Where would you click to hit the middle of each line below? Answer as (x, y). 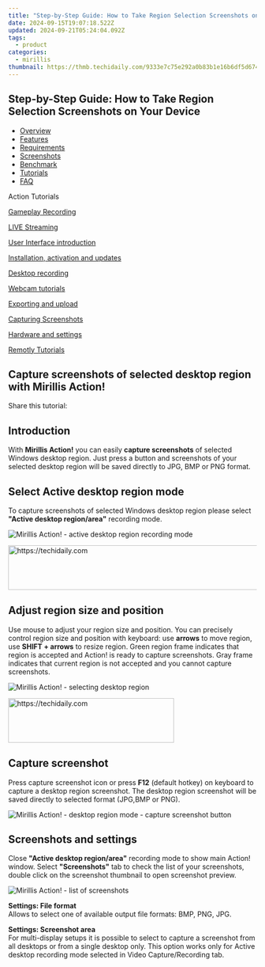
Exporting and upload (43, 303)
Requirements (42, 147)
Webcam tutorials (37, 288)
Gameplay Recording (42, 211)
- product (31, 45)
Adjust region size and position (86, 611)
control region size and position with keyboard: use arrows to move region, (130, 638)
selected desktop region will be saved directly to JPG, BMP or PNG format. (129, 467)
